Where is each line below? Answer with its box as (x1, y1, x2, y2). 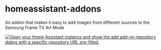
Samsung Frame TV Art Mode (5, 24, 64, 30)
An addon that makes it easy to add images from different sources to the (5, 19, 150, 25)
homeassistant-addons (5, 3, 101, 15)
